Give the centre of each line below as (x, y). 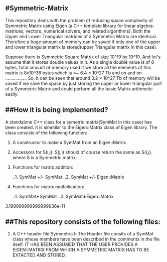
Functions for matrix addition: (43, 167)
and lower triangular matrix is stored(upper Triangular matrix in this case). (81, 47)
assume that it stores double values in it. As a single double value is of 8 (80, 62)
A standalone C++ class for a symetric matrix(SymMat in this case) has (78, 122)
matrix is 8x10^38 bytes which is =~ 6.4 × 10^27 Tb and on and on (73, 73)
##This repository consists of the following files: (83, 222)
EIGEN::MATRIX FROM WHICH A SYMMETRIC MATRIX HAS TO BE (81, 250)
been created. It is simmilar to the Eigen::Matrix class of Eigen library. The (81, 127)
